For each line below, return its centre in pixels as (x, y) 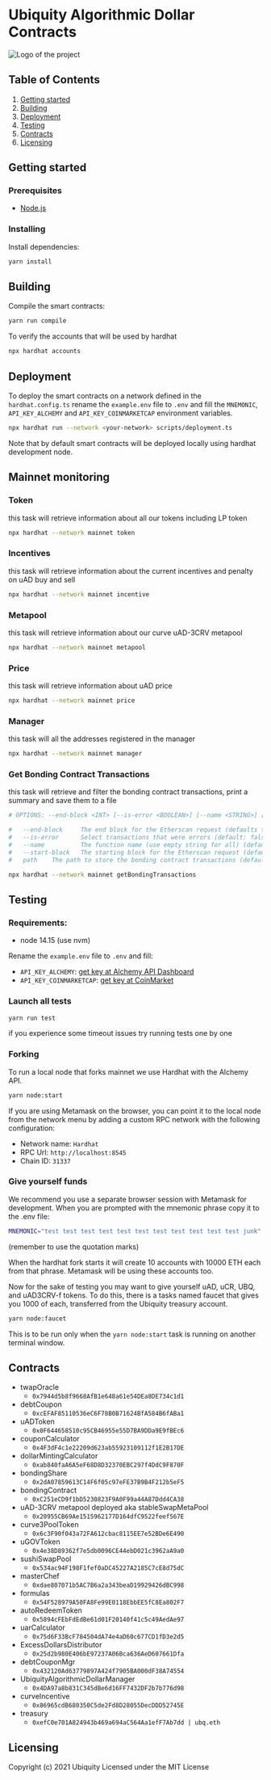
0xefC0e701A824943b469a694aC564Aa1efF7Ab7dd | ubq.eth (126, 1723)
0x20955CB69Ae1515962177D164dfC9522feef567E (108, 1517)
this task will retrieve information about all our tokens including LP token (128, 518)
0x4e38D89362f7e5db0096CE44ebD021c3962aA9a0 (108, 1551)
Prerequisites (35, 191)
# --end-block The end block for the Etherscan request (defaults (133, 830)
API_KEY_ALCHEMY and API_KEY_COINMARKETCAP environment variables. (121, 413)
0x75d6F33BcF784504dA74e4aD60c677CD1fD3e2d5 (108, 1637)
